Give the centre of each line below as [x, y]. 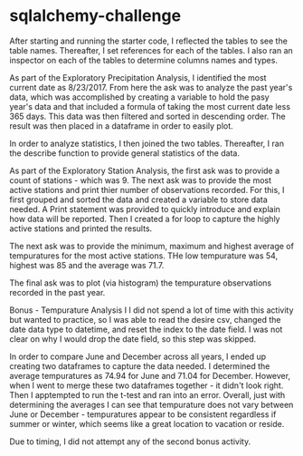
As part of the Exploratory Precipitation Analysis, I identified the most [138, 77]
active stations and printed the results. [81, 228]
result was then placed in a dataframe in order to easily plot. [121, 126]
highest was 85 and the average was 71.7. [87, 265]
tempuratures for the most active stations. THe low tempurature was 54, [144, 256]
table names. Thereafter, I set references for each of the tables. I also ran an [151, 50]
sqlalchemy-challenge [95, 16]
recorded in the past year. [57, 292]
